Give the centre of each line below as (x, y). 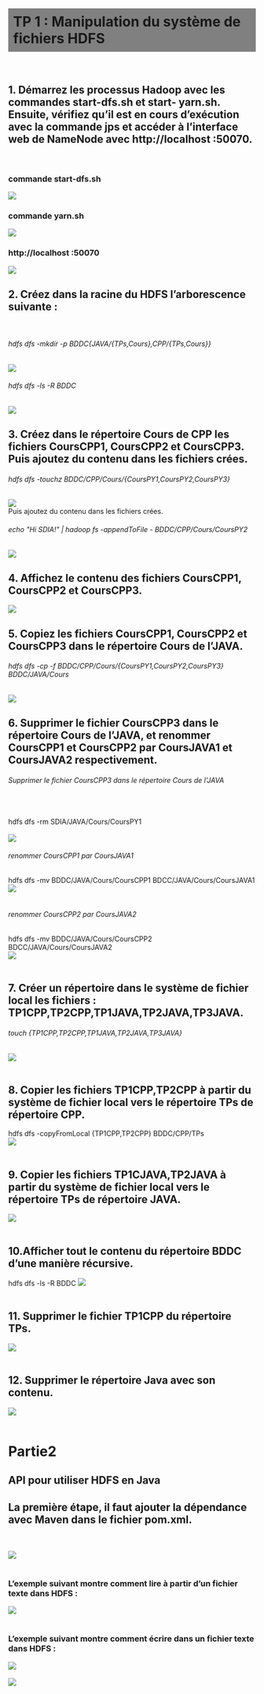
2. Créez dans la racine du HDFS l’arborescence (127, 294)
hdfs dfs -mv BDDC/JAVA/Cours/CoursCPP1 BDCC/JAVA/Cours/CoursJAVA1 (132, 880)
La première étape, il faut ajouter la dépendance (128, 1507)
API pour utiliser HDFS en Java (84, 1481)
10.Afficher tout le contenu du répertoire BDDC (125, 1251)
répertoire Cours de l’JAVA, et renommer (109, 736)
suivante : (33, 307)
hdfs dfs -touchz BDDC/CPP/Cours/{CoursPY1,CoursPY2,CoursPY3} (119, 479)
